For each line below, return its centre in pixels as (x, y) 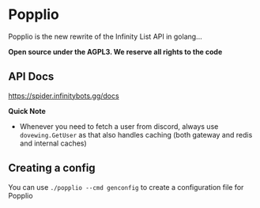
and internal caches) (53, 143)
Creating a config (52, 168)
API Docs (31, 77)
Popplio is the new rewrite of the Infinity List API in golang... (106, 36)
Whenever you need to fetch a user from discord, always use (119, 126)
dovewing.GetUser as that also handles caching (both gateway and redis (136, 134)
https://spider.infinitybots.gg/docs (64, 96)
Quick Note (27, 111)
